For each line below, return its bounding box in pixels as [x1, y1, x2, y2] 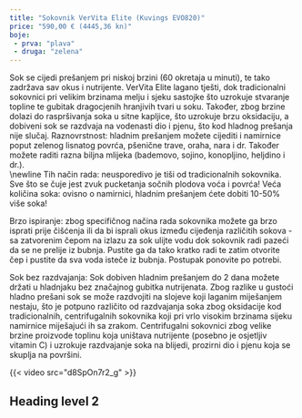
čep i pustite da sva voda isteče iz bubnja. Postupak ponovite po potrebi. [9, 254, 282, 265]
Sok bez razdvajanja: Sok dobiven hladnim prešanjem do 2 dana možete [9, 272, 280, 283]
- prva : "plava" [13, 38, 75, 48]
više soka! [9, 198, 48, 209]
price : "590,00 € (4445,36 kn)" [9, 22, 132, 31]
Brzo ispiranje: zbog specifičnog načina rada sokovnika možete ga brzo [9, 216, 277, 227]
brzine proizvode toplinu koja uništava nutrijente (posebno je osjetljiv [9, 330, 267, 342]
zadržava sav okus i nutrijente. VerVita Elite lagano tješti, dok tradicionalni [9, 82, 287, 93]
